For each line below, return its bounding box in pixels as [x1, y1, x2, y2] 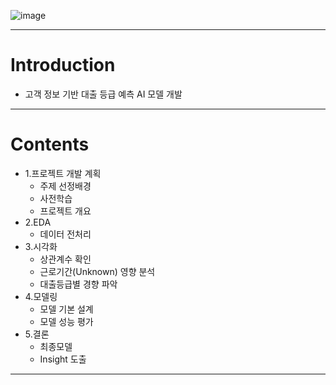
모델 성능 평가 [39, 315, 94, 327]
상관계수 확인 [39, 253, 92, 265]
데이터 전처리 [39, 228, 92, 240]
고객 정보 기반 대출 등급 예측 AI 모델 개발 [24, 88, 183, 100]
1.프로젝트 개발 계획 [24, 167, 102, 179]
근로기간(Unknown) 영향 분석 [39, 265, 156, 277]
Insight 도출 [39, 353, 87, 365]
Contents [10, 133, 90, 156]
